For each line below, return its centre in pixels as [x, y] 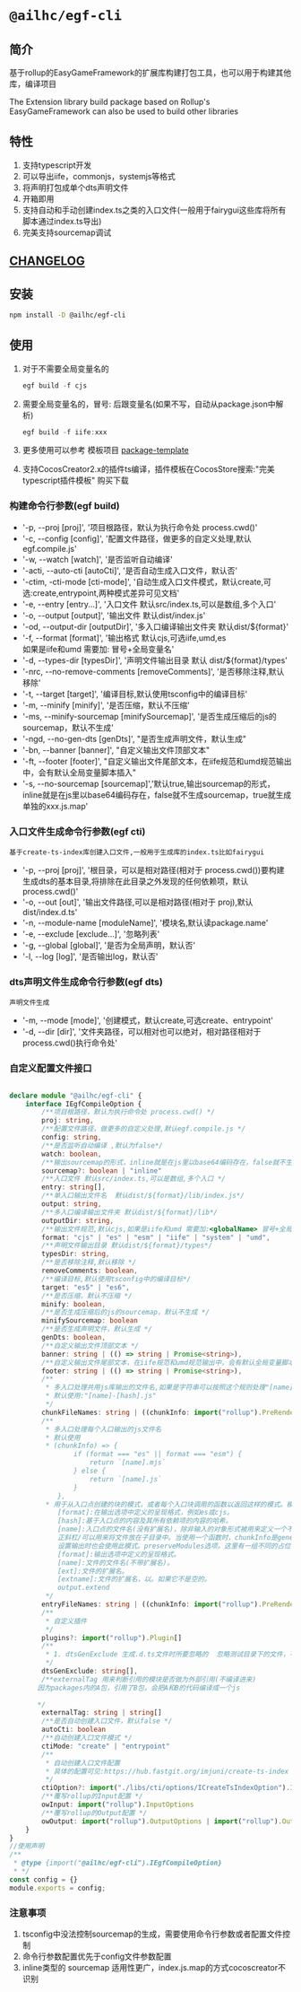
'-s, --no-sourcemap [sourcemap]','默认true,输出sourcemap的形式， [149, 783]
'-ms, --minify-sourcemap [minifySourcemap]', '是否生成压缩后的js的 [150, 716]
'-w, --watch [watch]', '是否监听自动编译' [97, 559]
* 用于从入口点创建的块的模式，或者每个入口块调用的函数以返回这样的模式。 [166, 1504]
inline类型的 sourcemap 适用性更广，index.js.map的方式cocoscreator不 [154, 1967]
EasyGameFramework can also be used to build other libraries [124, 111]
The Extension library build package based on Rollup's [110, 102]
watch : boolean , [72, 1154]
